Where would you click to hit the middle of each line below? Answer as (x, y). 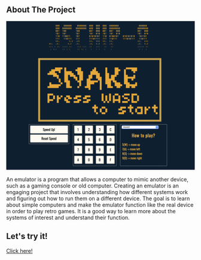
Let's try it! (27, 236)
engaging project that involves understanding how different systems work (97, 192)
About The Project (41, 10)
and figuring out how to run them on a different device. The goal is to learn (98, 198)
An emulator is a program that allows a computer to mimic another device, (97, 179)
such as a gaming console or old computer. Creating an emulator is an (93, 186)
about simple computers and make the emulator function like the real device (100, 205)
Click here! (19, 250)
